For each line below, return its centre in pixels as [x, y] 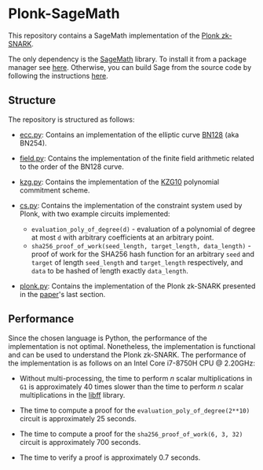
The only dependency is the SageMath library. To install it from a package [128, 59]
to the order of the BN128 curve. [71, 167]
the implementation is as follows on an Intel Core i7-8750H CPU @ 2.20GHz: [131, 363]
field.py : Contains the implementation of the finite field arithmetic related [137, 158]
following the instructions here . [58, 75]
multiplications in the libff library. [72, 395]
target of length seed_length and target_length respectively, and [137, 262]
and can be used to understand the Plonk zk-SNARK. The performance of [127, 354]
